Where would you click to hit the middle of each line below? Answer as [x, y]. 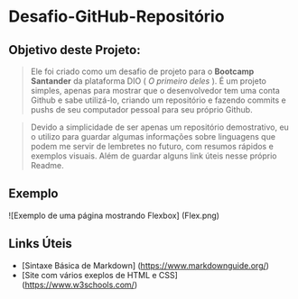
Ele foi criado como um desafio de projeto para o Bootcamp [142, 71]
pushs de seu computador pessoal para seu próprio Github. [142, 109]
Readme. [47, 165]
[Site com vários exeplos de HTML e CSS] [99, 275]
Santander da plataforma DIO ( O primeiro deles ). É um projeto [149, 81]
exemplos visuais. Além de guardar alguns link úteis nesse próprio [154, 156]
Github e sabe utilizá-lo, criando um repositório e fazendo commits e [158, 100]
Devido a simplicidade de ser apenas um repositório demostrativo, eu [160, 127]
